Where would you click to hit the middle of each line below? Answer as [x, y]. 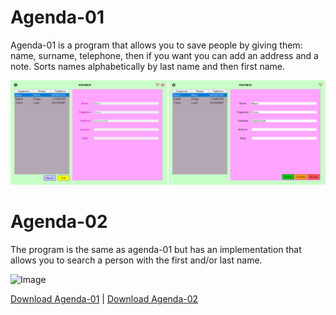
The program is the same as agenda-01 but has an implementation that [156, 250]
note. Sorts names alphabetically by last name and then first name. [148, 66]
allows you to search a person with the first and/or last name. [136, 260]
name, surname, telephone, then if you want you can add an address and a [164, 55]
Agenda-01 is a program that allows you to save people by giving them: [156, 45]
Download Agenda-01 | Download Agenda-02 [104, 299]
